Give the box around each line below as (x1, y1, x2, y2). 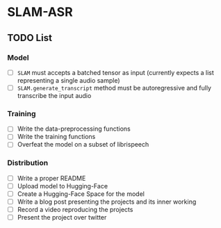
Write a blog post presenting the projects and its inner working (17, 197, 197, 206)
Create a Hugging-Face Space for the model (17, 189, 145, 198)
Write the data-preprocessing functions (17, 124, 131, 133)
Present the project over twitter (17, 213, 107, 222)
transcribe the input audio (17, 92, 92, 99)
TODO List (7, 32, 52, 44)
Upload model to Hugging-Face (17, 181, 108, 190)
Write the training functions (17, 133, 96, 141)
